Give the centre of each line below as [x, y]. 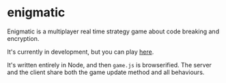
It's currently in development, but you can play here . [81, 52]
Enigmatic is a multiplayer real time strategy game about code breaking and [113, 31]
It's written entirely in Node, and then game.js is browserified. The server [109, 65]
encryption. [23, 38]
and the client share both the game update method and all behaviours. [106, 72]
